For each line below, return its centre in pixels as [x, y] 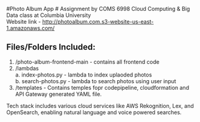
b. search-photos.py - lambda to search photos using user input [96, 81]
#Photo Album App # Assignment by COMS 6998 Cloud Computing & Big [98, 9]
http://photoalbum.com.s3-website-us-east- [98, 22]
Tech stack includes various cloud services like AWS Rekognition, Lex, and [100, 106]
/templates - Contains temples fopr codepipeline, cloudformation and [102, 87]
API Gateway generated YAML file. [58, 94]
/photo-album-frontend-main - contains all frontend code [87, 62]
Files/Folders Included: [51, 47]
